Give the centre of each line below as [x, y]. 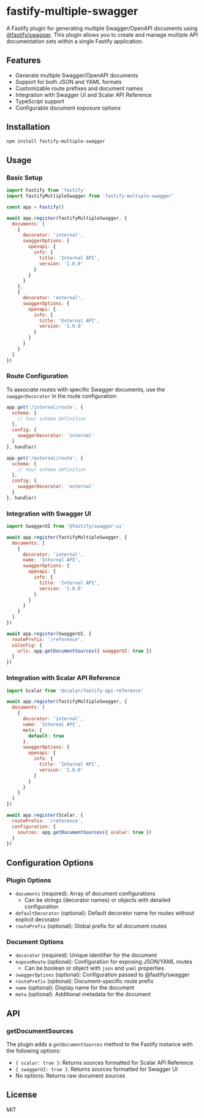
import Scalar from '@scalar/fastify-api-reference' [75, 691]
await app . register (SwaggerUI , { [49, 634]
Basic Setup [25, 178]
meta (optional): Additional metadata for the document [83, 994]
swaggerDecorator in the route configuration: [62, 396]
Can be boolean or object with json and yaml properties [94, 968]
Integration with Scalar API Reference [63, 678]
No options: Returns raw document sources [70, 1075]
